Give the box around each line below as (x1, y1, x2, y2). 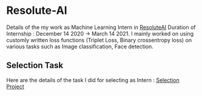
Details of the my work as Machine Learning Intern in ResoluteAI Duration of (6, 24, 196, 31)
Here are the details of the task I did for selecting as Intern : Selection (6, 76, 180, 83)
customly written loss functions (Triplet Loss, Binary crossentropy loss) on (6, 36, 192, 43)
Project (6, 83, 24, 90)
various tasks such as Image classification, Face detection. (6, 43, 153, 50)
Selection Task (6, 60, 64, 71)
